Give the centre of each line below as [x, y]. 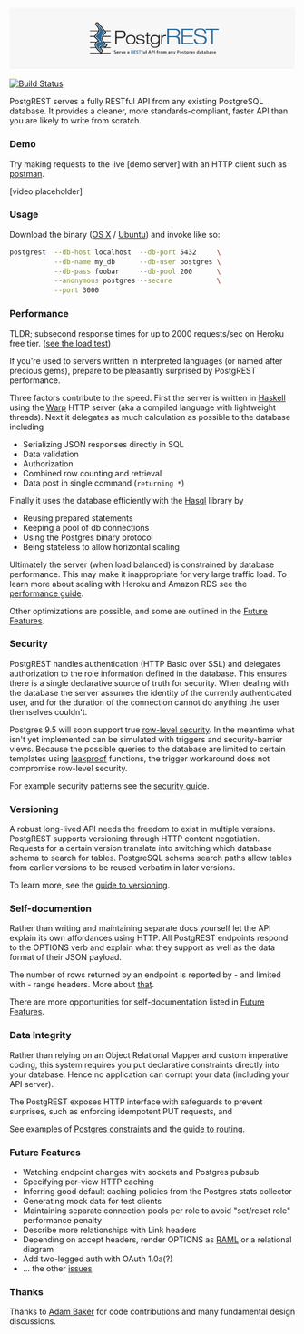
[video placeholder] [46, 191]
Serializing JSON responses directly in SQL [103, 444]
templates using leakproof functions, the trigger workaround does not [140, 758]
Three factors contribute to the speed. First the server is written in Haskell [147, 397]
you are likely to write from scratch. [76, 121]
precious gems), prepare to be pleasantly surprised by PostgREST [133, 370]
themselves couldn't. [49, 711]
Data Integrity [40, 1035]
